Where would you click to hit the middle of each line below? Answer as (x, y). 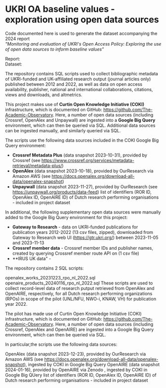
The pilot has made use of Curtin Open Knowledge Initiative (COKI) (74, 314)
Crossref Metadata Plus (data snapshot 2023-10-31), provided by (80, 155)
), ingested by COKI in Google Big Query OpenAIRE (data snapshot (92, 364)
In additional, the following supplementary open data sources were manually (83, 212)
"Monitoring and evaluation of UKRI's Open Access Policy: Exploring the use (83, 44)
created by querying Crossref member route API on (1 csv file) (76, 253)
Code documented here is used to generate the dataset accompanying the (81, 33)
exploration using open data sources (82, 20)
